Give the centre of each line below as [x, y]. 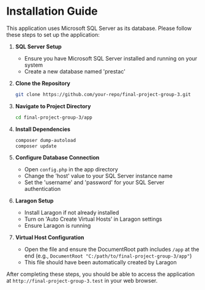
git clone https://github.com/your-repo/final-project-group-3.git [103, 94]
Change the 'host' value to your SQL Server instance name [99, 176]
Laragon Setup [34, 201]
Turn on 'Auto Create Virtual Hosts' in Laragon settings [93, 219]
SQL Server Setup [39, 46]
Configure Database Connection [57, 158]
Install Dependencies [43, 129]
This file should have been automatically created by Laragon [100, 262]
